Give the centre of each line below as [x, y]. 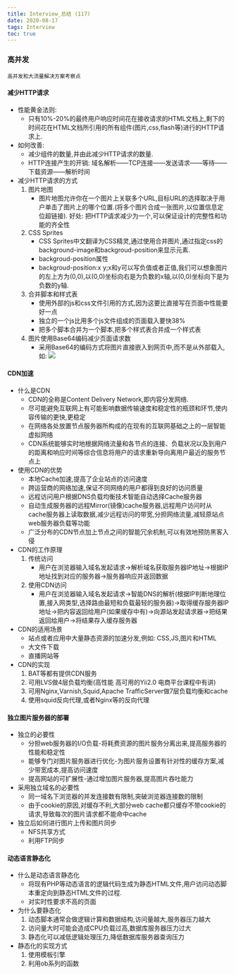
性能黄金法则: [37, 110]
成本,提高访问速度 [73, 770]
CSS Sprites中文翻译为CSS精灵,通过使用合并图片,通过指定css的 [131, 240]
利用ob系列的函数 [54, 963]
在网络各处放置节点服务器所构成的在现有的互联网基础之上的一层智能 [127, 426]
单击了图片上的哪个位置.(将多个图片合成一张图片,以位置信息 [131, 207]
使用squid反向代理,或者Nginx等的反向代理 [89, 700]
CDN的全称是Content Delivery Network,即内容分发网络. [108, 399]
